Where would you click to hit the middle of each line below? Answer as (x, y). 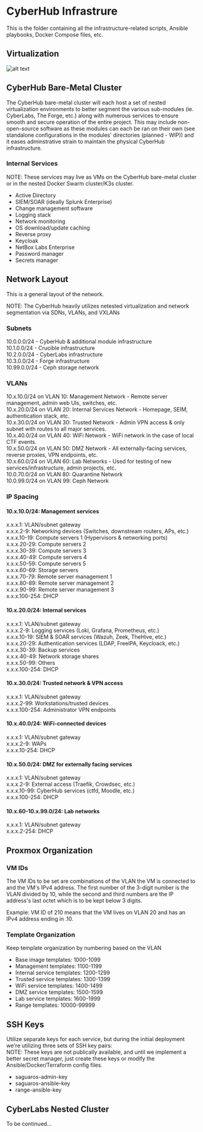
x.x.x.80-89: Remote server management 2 (60, 583)
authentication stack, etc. (38, 416)
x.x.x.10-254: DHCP (31, 750)
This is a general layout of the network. (55, 294)
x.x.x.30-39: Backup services (43, 650)
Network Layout (37, 279)
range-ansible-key (38, 1090)
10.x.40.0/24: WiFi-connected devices (56, 724)
